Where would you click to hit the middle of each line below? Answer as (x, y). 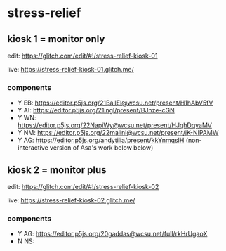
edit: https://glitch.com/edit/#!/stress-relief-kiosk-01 (82, 56)
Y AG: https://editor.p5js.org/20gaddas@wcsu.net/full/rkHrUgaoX (112, 234)
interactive (33, 148)
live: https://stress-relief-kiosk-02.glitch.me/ (71, 200)
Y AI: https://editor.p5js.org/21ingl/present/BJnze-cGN (96, 110)
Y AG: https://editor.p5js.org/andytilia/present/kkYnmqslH (101, 140)
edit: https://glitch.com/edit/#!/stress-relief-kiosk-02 (83, 187)
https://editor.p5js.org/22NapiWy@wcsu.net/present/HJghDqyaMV (115, 125)
